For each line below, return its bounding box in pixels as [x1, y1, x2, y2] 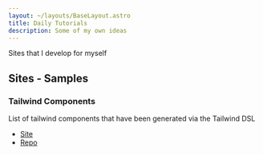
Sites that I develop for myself [8, 49, 107, 58]
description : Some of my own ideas [8, 26, 127, 34]
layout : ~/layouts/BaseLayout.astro [8, 11, 131, 20]
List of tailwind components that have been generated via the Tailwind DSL [8, 113, 256, 124]
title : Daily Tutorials [8, 19, 88, 27]
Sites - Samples [8, 71, 89, 85]
